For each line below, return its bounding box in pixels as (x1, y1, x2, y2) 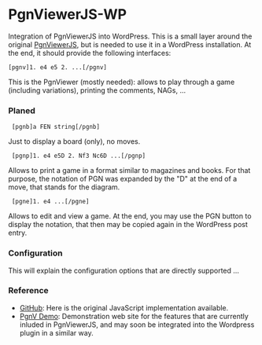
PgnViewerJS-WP (8, 6, 127, 24)
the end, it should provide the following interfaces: (8, 48, 172, 57)
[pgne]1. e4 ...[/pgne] (11, 198, 90, 206)
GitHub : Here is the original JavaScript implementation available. (19, 303, 229, 312)
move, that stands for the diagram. (8, 182, 120, 192)
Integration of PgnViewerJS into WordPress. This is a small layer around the (8, 31, 253, 41)
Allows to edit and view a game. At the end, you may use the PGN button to (8, 211, 252, 221)
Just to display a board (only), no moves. (8, 137, 141, 146)
